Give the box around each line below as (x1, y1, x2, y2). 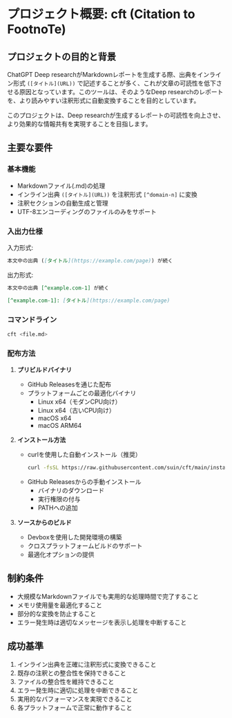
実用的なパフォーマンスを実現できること (17, 694, 133, 703)
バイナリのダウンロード (37, 486, 105, 494)
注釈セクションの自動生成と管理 (17, 199, 108, 207)
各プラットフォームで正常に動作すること (17, 703, 133, 712)
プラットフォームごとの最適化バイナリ (27, 389, 137, 397)
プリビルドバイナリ (17, 366, 72, 374)
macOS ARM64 (37, 422, 82, 430)
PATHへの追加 (37, 503, 78, 512)
